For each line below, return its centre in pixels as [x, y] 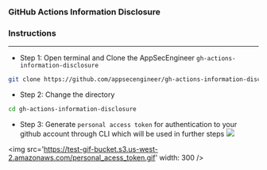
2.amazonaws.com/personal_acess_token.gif [82, 157]
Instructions [33, 33]
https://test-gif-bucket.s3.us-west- [101, 149]
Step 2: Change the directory [67, 95]
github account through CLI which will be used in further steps [122, 133]
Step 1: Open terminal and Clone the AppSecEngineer [107, 58]
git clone [25, 79]
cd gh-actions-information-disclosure [72, 110]
